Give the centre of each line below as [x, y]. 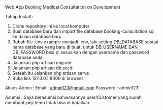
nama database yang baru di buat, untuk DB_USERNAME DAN [75, 47]
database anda [27, 57]
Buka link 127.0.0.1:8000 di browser [48, 78]
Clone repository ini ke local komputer [51, 26]
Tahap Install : [19, 16]
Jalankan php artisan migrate [42, 63]
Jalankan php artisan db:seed [42, 68]
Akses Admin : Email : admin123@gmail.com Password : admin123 [72, 88]
